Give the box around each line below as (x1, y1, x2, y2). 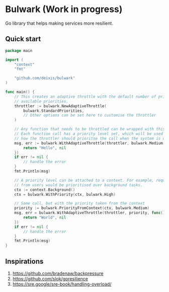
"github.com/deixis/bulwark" (14, 76, 75, 81)
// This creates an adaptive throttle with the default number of (14, 94, 156, 99)
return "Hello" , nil (23, 145, 66, 151)
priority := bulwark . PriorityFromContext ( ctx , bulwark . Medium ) (14, 205, 150, 211)
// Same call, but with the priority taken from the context (14, 201, 145, 206)
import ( (5, 57, 24, 62)
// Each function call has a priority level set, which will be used (14, 131, 163, 136)
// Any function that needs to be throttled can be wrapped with (14, 127, 154, 132)
